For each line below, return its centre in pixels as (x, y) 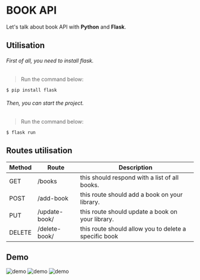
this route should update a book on (129, 212)
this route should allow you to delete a (133, 228)
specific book (99, 236)
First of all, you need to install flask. (50, 61)
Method (21, 167)
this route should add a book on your (131, 194)
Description (136, 167)
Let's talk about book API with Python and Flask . (66, 27)
